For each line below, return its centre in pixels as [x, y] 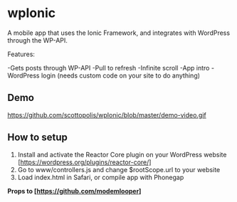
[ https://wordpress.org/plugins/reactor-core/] [84, 162]
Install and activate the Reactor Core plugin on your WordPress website [122, 154]
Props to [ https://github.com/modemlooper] [74, 191]
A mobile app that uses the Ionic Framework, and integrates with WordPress [118, 33]
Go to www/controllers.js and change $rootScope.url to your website [119, 169]
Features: [21, 54]
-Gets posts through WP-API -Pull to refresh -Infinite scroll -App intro [109, 68]
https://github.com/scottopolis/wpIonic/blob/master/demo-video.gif [107, 115]
